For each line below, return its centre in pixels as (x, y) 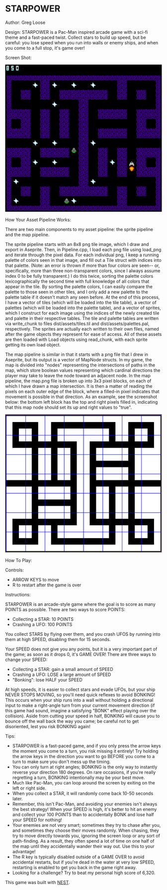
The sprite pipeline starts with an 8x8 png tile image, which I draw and (77, 244)
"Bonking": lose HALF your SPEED (47, 679)
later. (18, 798)
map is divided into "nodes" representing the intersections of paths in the (80, 365)
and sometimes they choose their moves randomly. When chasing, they (85, 830)
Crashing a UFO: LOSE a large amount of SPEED (62, 674)
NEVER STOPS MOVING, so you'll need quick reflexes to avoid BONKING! (80, 694)
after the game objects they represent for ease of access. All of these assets (83, 334)
